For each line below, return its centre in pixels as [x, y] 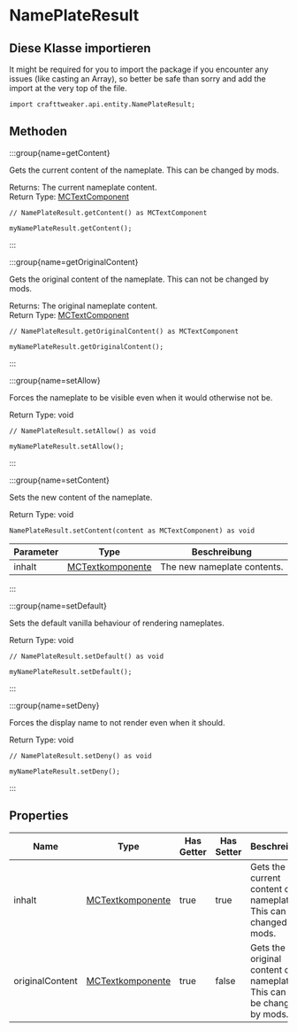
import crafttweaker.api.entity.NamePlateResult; [103, 105]
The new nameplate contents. [222, 566]
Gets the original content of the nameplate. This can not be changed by [139, 279]
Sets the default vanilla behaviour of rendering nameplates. [117, 623]
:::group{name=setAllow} [55, 380]
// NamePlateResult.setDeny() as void [80, 756]
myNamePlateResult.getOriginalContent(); [87, 346]
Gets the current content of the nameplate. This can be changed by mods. [144, 170]
